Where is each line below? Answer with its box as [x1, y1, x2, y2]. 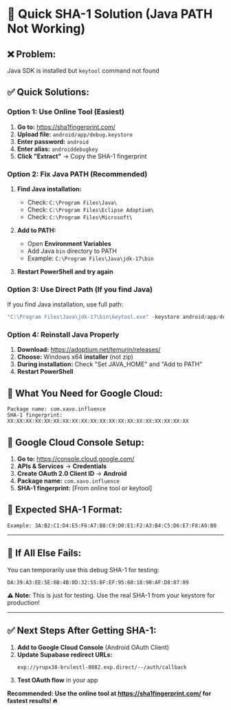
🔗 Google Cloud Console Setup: [7, 437, 144, 448]
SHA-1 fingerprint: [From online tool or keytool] [16, 484, 153, 492]
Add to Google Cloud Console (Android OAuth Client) [16, 643, 170, 651]
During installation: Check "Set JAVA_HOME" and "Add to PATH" [16, 360, 203, 368]
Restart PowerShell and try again [16, 267, 113, 275]
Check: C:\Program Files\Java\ [27, 198, 118, 206]
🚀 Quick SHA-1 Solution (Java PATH [7, 6, 213, 22]
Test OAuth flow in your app [16, 676, 98, 684]
